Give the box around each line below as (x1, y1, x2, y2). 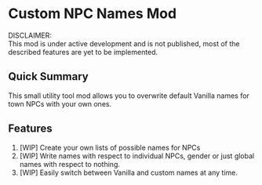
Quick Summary (8, 70, 89, 83)
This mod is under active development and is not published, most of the (8, 38, 240, 48)
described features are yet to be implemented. (8, 47, 158, 56)
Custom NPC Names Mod (8, 5, 177, 23)
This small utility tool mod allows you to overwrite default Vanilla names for (8, 91, 249, 100)
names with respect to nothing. (19, 159, 120, 169)
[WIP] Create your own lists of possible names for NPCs (19, 143, 201, 152)
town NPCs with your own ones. (8, 99, 112, 108)
